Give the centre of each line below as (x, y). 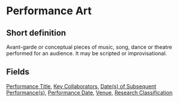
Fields (18, 72)
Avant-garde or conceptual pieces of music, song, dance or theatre (89, 47)
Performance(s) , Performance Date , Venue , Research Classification (89, 93)
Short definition (36, 33)
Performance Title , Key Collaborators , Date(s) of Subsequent (81, 86)
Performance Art (49, 11)
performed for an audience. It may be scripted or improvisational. (87, 53)
